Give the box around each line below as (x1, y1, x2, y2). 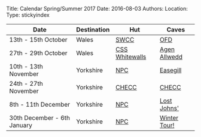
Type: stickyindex (6, 11, 50, 18)
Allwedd (159, 53, 183, 61)
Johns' (159, 104, 179, 112)
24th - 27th (9, 80, 43, 88)
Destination (76, 26, 110, 33)
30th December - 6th (9, 114, 71, 122)
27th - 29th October (9, 49, 68, 57)
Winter (159, 114, 179, 122)
